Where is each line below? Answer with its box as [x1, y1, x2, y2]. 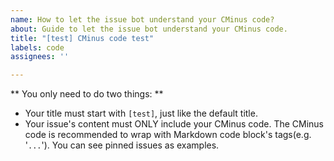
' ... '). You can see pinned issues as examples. [24, 139, 220, 151]
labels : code [10, 42, 65, 53]
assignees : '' [10, 52, 70, 62]
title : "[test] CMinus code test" [10, 33, 155, 43]
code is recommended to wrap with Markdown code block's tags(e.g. [24, 129, 312, 141]
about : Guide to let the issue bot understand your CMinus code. [10, 24, 288, 34]
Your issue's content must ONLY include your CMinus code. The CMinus [24, 118, 325, 130]
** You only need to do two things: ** [10, 88, 164, 100]
